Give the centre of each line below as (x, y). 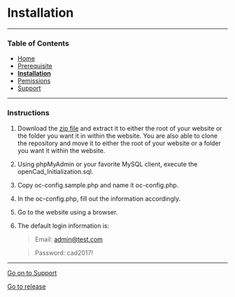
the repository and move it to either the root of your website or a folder (119, 143)
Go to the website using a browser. (67, 212)
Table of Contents (38, 43)
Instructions (29, 113)
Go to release (27, 286)
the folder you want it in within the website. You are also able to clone (117, 136)
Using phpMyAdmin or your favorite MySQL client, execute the (107, 164)
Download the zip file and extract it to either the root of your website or (120, 128)
